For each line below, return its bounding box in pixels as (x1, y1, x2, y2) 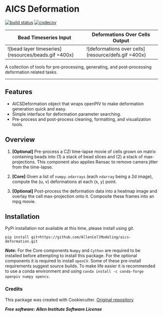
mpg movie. (12, 198, 36, 204)
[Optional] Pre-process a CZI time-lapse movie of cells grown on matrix (12, 149, 156, 154)
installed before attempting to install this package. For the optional (5, 253, 137, 259)
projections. (12, 159, 36, 165)
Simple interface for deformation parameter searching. (12, 111, 121, 117)
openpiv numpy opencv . (5, 274, 50, 280)
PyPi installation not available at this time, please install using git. (5, 225, 134, 231)
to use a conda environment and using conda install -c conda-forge (5, 268, 144, 274)
